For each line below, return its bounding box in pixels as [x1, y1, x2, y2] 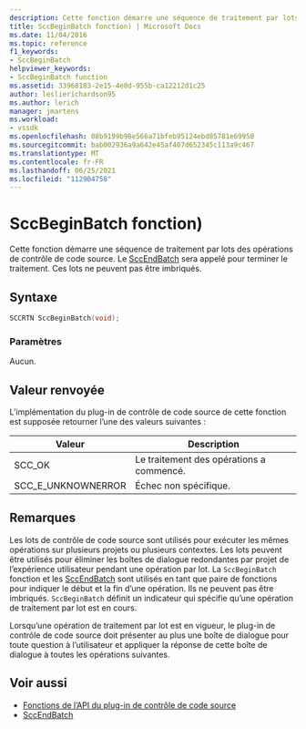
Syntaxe [9, 289, 57, 305]
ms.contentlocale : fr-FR [9, 157, 104, 167]
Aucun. [9, 356, 36, 367]
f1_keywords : [9, 47, 59, 56]
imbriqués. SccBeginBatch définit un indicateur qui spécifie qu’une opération [9, 592, 294, 603]
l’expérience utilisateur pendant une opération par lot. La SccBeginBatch [9, 563, 277, 574]
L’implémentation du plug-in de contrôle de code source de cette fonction [9, 406, 287, 417]
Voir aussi [9, 675, 67, 691]
